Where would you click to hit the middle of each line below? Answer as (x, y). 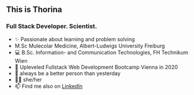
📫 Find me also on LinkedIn (48, 86)
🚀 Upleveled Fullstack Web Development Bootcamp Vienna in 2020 (96, 67)
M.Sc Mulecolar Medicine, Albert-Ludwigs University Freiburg (90, 46)
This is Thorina (34, 10)
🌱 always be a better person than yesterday (68, 73)
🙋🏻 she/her (28, 79)
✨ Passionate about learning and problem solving (75, 39)
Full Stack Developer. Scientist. (52, 26)
